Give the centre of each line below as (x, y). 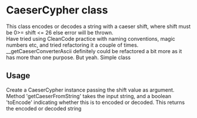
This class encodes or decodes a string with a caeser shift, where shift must (98, 26)
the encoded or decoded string (44, 108)
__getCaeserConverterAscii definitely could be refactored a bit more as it (94, 51)
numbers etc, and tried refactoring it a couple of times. (72, 45)
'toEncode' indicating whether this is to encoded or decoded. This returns (96, 102)
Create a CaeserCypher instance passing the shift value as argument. (90, 90)
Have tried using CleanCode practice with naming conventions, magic (91, 39)
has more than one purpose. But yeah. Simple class (69, 57)
